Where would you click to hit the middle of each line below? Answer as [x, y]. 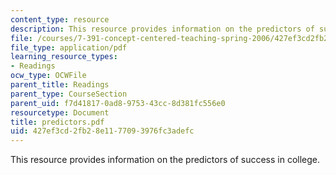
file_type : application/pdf [69, 47]
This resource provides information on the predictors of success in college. [165, 160]
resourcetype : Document [60, 112]
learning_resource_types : [64, 57]
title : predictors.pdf [57, 122]
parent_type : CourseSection [69, 94]
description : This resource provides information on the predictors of [162, 29]
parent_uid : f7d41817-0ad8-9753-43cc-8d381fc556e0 [118, 103]
